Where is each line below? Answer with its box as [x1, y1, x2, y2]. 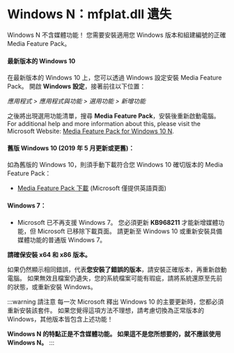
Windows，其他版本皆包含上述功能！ [7, 315, 114, 323]
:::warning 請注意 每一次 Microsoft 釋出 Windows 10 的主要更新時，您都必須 [7, 297, 224, 306]
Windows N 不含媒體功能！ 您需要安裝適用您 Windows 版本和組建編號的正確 [7, 31, 226, 39]
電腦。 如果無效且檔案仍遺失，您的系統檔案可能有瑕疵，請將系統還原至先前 [7, 274, 223, 282]
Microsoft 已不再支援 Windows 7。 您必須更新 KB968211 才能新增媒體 [17, 218, 219, 226]
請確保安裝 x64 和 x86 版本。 [7, 250, 92, 258]
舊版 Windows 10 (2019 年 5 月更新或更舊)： [7, 143, 135, 152]
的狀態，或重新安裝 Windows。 [7, 283, 97, 291]
